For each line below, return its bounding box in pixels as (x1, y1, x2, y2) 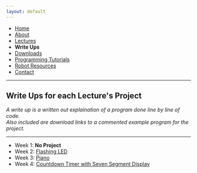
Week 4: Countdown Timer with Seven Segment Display (14, 161, 150, 168)
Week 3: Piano (14, 154, 50, 161)
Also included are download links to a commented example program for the (6, 118, 189, 126)
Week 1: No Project (14, 142, 62, 149)
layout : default (6, 8, 46, 15)
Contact (14, 68, 34, 75)
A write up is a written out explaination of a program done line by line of (6, 106, 180, 113)
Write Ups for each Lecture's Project (6, 91, 142, 101)
